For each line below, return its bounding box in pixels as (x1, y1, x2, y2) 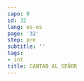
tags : (7, 50, 23, 57)
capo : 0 (7, 10, 30, 18)
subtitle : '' (7, 43, 46, 50)
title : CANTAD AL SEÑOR (7, 63, 78, 70)
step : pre (7, 37, 37, 44)
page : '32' (7, 30, 40, 37)
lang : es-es (7, 23, 42, 30)
